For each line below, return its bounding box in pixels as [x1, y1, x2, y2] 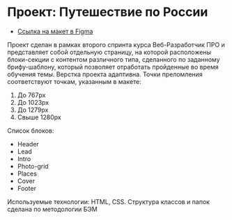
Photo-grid [17, 162, 49, 170]
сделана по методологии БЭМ [7, 205, 98, 213]
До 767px [17, 91, 46, 99]
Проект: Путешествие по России [7, 4, 208, 20]
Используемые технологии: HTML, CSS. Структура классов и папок [7, 197, 210, 205]
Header [17, 139, 40, 148]
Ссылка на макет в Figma [17, 27, 93, 35]
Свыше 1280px [17, 112, 61, 121]
